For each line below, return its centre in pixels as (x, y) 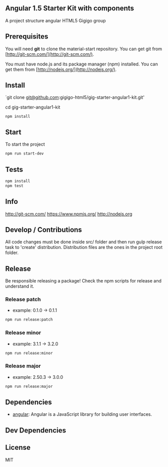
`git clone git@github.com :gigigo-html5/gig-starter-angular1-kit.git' (75, 97)
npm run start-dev (24, 154)
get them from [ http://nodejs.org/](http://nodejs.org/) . (61, 69)
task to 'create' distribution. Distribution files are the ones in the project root (84, 247)
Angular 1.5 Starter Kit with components (70, 8)
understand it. (20, 286)
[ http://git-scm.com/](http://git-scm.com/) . (50, 54)
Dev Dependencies (36, 430)
